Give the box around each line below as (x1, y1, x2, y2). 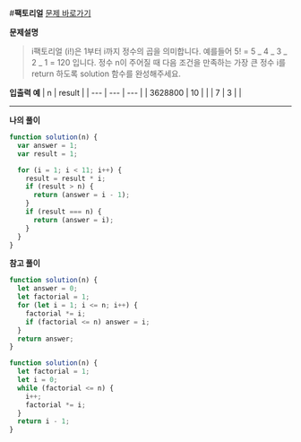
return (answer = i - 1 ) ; (32, 191, 130, 200)
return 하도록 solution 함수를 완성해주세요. (30, 68, 182, 79)
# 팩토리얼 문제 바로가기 (9, 8, 91, 18)
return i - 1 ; (17, 417, 70, 426)
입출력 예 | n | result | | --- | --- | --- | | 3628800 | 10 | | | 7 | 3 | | (9, 88, 242, 98)
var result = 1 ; (17, 149, 78, 159)
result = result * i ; (25, 174, 106, 183)
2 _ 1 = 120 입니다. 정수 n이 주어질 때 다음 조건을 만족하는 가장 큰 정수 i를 (30, 57, 287, 67)
